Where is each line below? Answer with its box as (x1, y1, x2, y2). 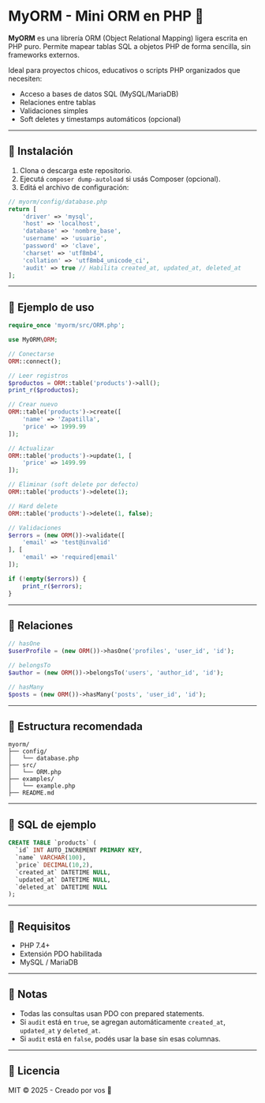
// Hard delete (8, 502, 58, 510)
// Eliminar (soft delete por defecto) (8, 481, 140, 489)
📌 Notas (8, 988, 48, 1001)
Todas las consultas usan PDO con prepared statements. (19, 1008, 205, 1018)
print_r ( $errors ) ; (22, 582, 83, 590)
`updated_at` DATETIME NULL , (15, 875, 111, 884)
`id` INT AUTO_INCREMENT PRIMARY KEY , (15, 846, 144, 855)
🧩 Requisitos (8, 920, 71, 933)
